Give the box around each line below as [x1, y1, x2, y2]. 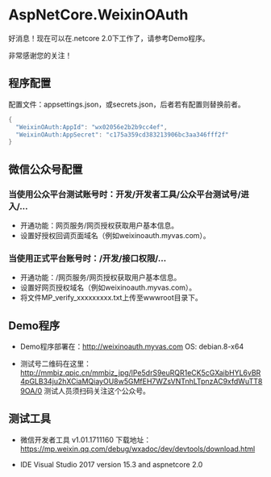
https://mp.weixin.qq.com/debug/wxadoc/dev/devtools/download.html [19, 444, 256, 454]
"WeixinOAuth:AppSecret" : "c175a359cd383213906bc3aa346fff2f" [15, 131, 229, 139]
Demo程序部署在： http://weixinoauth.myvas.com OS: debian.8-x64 [19, 341, 244, 352]
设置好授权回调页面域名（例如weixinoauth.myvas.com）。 [19, 230, 211, 240]
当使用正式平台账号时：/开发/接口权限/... [8, 253, 167, 264]
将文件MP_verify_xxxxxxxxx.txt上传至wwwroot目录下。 [19, 293, 203, 303]
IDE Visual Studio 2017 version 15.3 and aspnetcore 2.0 [19, 459, 203, 469]
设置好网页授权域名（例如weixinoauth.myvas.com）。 [19, 282, 197, 292]
